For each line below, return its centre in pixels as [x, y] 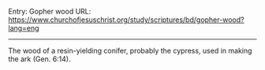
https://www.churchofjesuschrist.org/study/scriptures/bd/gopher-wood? [126, 20]
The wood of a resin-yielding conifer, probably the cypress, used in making [130, 51]
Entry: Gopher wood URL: [50, 11]
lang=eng [24, 28]
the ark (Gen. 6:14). [39, 59]
